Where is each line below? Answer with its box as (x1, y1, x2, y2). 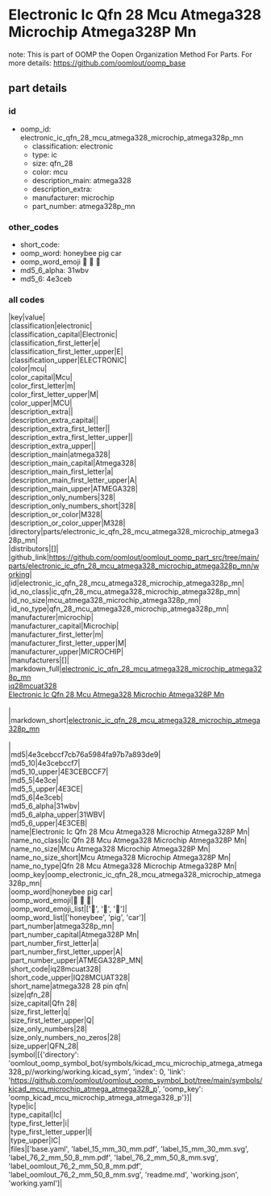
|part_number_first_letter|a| (8, 939, 99, 948)
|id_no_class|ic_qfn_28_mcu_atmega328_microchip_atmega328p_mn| (8, 587, 240, 596)
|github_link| (8, 553, 50, 562)
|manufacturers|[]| (8, 655, 70, 665)
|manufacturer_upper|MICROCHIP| (8, 647, 123, 657)
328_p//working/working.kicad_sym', (8, 1067, 131, 1077)
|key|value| (8, 312, 46, 322)
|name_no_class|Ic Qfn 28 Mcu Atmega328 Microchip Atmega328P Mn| (8, 835, 248, 845)
